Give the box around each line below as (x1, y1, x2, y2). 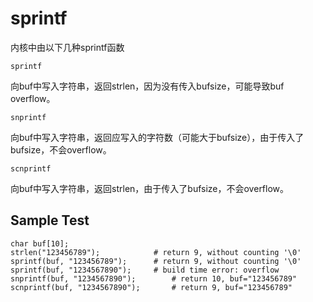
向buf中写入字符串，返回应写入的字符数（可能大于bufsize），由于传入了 (10, 131, 305, 143)
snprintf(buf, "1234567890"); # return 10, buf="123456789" (10, 273, 298, 284)
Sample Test (10, 212, 90, 229)
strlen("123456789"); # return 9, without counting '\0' (10, 247, 302, 257)
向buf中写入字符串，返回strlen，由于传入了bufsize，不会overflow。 (10, 182, 290, 194)
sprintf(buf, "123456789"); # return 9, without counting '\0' (10, 256, 302, 266)
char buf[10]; (10, 238, 70, 249)
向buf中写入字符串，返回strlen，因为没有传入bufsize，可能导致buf (10, 80, 285, 92)
